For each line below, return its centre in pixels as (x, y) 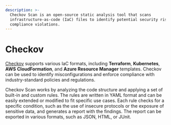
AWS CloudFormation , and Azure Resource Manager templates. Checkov (83, 69)
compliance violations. (35, 24)
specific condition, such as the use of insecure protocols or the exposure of (85, 106)
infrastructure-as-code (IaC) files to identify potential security (84, 19)
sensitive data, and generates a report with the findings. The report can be (83, 111)
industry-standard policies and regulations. (50, 80)
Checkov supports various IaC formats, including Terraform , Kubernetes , (83, 64)
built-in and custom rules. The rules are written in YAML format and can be (83, 95)
